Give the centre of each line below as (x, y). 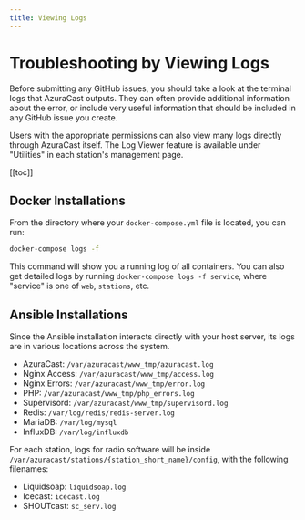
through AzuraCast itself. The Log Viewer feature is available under (135, 145)
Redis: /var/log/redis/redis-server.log (99, 412)
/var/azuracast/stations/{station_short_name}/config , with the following (149, 459)
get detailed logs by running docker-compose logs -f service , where (138, 276)
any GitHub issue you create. (64, 117)
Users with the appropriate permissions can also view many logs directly (146, 135)
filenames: (29, 469)
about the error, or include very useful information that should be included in (152, 108)
